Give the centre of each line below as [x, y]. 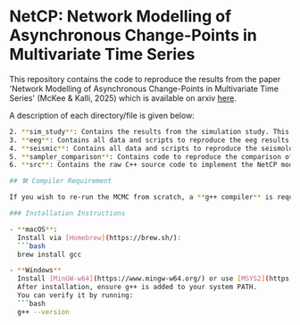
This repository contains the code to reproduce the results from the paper [145, 79]
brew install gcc [50, 254]
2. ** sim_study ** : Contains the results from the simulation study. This [150, 131]
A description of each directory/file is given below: [102, 115]
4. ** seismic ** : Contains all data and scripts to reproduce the [133, 148]
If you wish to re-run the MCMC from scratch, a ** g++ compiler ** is [142, 197]
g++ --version [43, 312]
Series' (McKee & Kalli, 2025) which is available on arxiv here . [123, 98]
